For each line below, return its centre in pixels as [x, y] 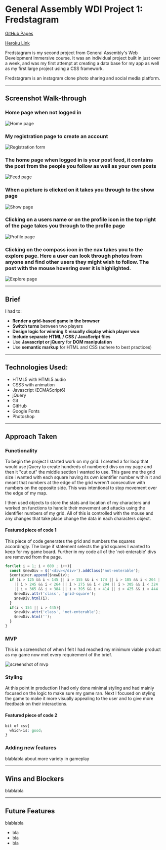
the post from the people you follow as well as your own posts [81, 166]
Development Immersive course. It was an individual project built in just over [83, 58]
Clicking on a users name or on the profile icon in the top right [81, 219]
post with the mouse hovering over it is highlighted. [68, 268]
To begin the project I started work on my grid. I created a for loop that [77, 461]
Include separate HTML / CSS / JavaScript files [61, 337]
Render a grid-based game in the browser [56, 321]
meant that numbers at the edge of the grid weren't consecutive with [75, 483]
